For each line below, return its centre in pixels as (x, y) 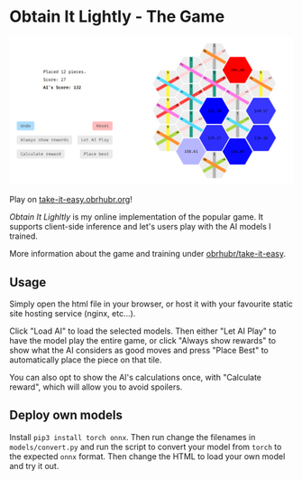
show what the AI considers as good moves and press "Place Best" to (139, 351)
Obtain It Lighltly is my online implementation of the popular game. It (137, 217)
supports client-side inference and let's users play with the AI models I (141, 227)
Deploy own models (66, 415)
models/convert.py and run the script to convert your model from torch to (146, 447)
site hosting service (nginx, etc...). (73, 314)
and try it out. (34, 466)
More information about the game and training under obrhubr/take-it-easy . (148, 254)
